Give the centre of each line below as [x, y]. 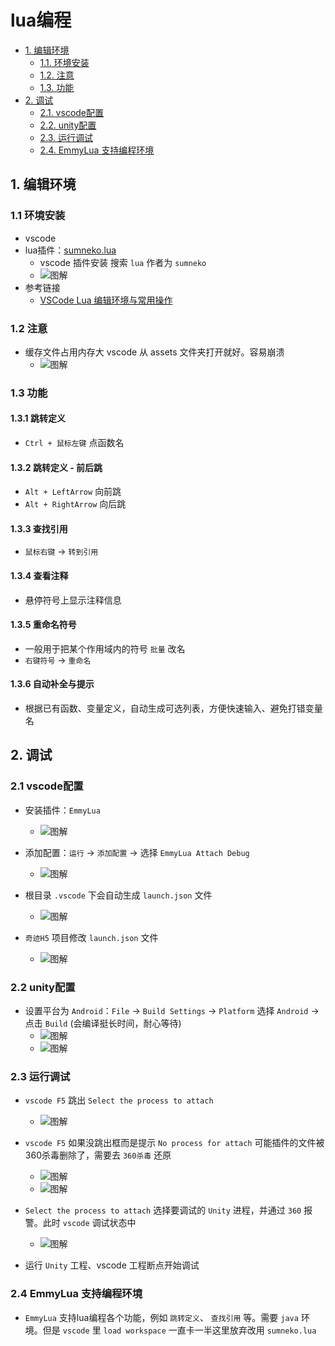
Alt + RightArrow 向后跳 [75, 504]
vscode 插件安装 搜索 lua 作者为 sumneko [123, 262]
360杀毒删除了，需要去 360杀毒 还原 [98, 1155]
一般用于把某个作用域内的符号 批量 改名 [105, 648]
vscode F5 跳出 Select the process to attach [119, 1100]
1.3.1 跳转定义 [38, 418]
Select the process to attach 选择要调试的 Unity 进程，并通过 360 [163, 1210]
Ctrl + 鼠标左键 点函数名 [74, 443]
